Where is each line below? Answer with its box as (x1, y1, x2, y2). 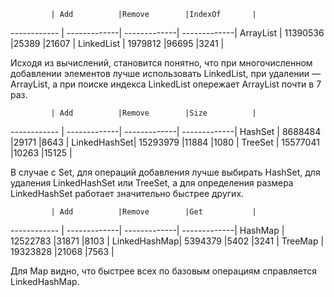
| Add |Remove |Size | (50, 108, 257, 118)
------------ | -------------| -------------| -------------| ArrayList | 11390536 (10, 27, 325, 39)
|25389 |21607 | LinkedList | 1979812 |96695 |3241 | (10, 38, 225, 49)
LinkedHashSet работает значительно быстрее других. (10, 188, 245, 199)
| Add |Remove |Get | (50, 207, 257, 217)
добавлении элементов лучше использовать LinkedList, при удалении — (10, 68, 322, 79)
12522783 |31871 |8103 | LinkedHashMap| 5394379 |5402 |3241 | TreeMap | (10, 235, 325, 247)
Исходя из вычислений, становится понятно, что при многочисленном (10, 57, 313, 69)
